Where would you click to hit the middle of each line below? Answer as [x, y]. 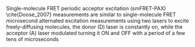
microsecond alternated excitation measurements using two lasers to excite [97, 21]
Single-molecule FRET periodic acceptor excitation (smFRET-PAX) [86, 8]
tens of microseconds [32, 39]
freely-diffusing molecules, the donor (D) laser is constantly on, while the [95, 27]
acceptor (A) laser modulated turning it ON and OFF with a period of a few [96, 33]
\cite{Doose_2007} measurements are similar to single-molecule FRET [91, 15]
